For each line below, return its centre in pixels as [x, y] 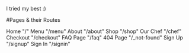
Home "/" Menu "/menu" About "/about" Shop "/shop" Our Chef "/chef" [94, 31]
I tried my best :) [26, 9]
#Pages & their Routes [33, 20]
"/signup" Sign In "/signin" [38, 44]
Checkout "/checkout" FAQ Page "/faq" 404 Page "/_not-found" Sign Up [95, 37]
